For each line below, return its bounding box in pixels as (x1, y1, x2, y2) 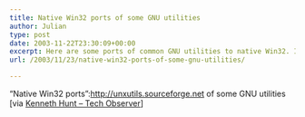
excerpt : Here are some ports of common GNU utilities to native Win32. (9, 47, 290, 56)
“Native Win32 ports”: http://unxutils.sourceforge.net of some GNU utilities (9, 88, 286, 99)
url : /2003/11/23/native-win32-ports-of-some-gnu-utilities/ (9, 55, 246, 64)
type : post (9, 30, 51, 39)
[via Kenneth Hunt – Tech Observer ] (9, 98, 143, 109)
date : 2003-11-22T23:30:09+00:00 (9, 38, 136, 48)
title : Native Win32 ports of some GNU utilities (9, 13, 202, 23)
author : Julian (9, 22, 67, 31)
